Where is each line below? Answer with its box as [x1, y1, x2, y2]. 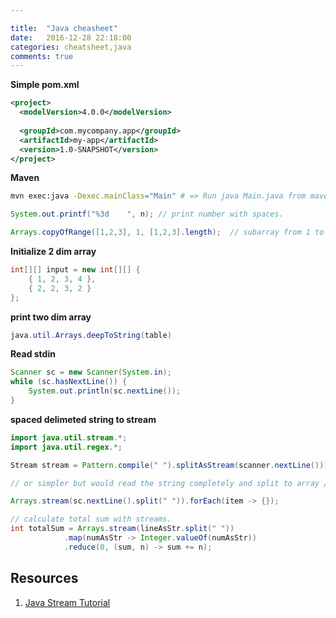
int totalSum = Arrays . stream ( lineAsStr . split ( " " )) [10, 524, 235, 534]
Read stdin [10, 348, 56, 360]
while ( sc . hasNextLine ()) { [10, 377, 128, 387]
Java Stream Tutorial [24, 596, 111, 608]
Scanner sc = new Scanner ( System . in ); [10, 367, 172, 378]
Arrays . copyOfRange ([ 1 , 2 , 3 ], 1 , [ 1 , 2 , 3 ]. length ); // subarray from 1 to [10, 227, 325, 238]
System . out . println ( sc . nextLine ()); [28, 386, 182, 396]
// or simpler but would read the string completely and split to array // [10, 478, 333, 488]
